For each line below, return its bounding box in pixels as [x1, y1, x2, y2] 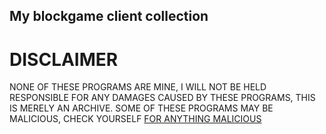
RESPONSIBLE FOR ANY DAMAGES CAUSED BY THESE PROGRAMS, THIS [9, 92, 316, 104]
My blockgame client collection [9, 8, 209, 25]
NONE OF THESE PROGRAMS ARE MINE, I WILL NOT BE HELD [9, 81, 267, 93]
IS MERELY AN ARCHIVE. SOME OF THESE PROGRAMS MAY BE [9, 102, 274, 114]
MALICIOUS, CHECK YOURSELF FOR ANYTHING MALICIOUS [9, 113, 262, 125]
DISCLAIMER [9, 48, 119, 71]
